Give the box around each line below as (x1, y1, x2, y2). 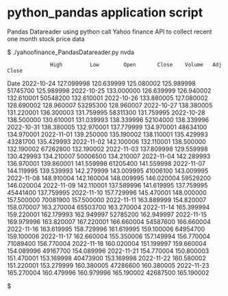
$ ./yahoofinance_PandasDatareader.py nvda (7, 48, 135, 56)
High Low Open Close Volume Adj (50, 61, 223, 68)
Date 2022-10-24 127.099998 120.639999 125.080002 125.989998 (7, 79, 197, 87)
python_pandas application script (7, 5, 203, 21)
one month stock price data (7, 34, 85, 42)
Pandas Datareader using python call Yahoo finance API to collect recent (7, 27, 212, 36)
